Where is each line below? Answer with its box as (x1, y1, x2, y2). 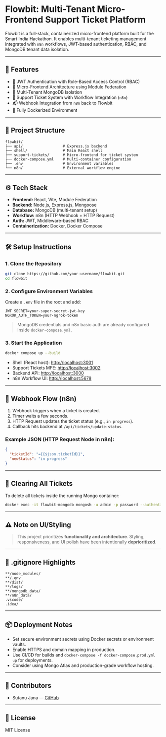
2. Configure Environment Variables (5, 288, 93, 295)
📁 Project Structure (5, 126, 65, 135)
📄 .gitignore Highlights (5, 558, 76, 567)
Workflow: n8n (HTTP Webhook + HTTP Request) (12, 213, 115, 219)
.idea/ (5, 602, 19, 607)
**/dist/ (5, 580, 23, 585)
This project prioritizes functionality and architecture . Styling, (17, 534, 145, 540)
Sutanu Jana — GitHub (12, 694, 59, 701)
